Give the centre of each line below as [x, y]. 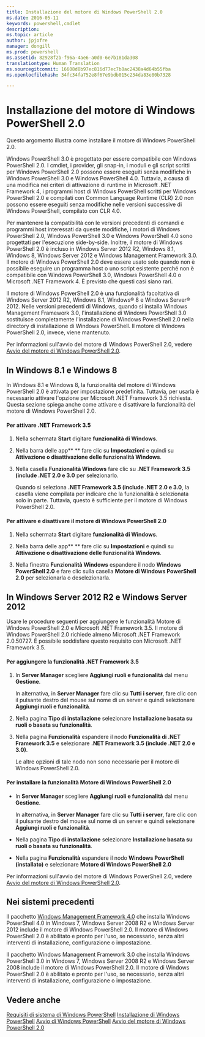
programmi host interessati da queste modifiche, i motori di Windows [93, 229]
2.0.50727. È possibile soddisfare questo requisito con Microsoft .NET [94, 641]
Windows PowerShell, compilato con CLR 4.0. [64, 211]
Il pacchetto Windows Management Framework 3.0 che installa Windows [98, 955]
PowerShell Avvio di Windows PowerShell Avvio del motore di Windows [96, 1021]
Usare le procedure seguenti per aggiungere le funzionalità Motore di [94, 622]
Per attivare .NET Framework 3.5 [49, 425]
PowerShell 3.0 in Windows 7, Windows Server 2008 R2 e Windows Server [100, 961]
